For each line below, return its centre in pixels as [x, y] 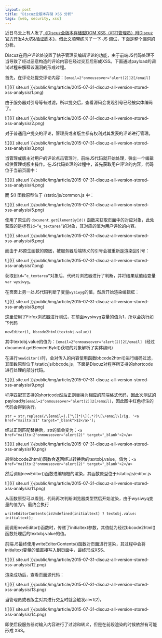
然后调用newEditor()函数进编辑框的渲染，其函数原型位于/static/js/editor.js [78, 474]
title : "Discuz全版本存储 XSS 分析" [39, 14]
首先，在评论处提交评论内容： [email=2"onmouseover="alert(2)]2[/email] [78, 78]
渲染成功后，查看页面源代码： [34, 575]
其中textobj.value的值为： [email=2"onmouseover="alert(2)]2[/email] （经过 [80, 342]
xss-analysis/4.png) [25, 185]
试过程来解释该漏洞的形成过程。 [37, 67]
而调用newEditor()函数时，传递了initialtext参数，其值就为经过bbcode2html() [80, 528]
